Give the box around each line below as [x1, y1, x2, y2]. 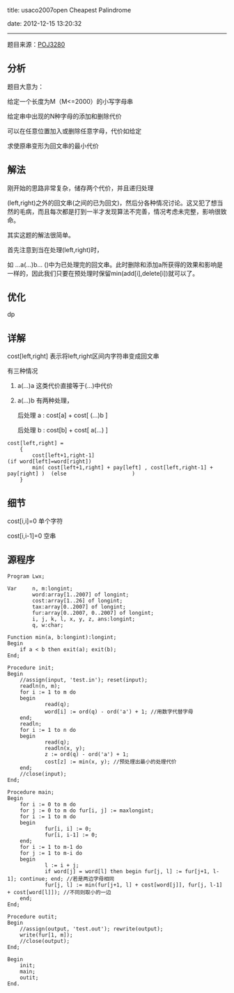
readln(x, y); [44, 744, 86, 751]
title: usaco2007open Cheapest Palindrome [7, 6, 132, 14]
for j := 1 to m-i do [19, 850, 82, 857]
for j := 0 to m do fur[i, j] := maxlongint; [19, 807, 155, 814]
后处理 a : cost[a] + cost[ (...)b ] [17, 411, 108, 420]
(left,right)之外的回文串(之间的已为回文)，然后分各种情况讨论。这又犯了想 [7, 198, 217, 207]
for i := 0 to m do [19, 801, 77, 808]
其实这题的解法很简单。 [7, 230, 75, 239]
